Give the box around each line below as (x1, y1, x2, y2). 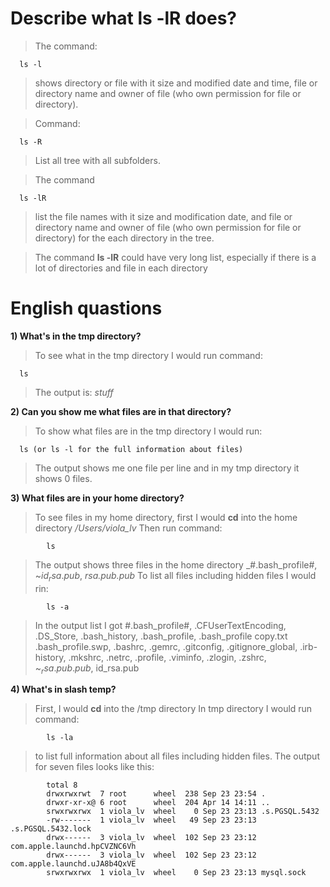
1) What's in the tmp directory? (10, 330, 142, 342)
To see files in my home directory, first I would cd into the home (34, 511, 298, 523)
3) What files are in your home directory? (10, 492, 185, 504)
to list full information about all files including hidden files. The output (34, 750, 320, 762)
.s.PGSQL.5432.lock (10, 824, 92, 834)
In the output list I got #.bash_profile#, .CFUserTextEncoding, (34, 619, 287, 631)
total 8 (46, 780, 78, 791)
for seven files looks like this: (34, 761, 155, 773)
